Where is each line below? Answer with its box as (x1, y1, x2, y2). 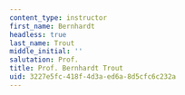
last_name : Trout (9, 38, 75, 48)
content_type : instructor (9, 13, 107, 23)
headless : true (9, 30, 67, 39)
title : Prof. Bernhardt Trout (9, 64, 124, 73)
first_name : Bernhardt (9, 22, 95, 31)
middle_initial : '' (9, 47, 83, 56)
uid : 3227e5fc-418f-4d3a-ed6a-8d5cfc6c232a (9, 72, 177, 81)
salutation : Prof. (9, 55, 79, 64)
